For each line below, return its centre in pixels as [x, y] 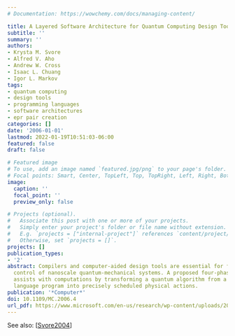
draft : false [26, 150]
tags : [15, 85]
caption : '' [31, 189]
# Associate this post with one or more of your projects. [98, 221]
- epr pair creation [37, 118]
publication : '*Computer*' [47, 292]
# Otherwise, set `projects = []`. [62, 240]
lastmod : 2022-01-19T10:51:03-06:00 [60, 137]
